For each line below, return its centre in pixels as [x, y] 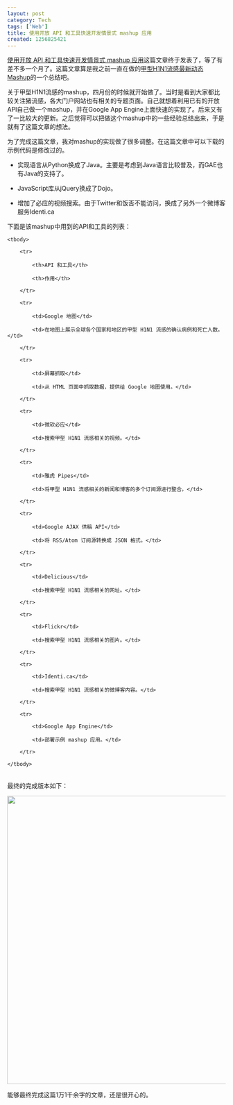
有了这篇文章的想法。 [43, 127]
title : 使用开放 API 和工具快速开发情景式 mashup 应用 [80, 33]
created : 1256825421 [37, 40]
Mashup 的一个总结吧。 [40, 78]
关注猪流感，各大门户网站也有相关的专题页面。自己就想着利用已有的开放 [116, 101]
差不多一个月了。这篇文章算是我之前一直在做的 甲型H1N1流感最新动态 [105, 69]
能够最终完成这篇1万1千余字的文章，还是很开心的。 [80, 1095]
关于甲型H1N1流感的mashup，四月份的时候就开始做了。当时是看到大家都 [111, 92]
